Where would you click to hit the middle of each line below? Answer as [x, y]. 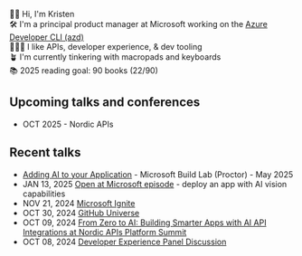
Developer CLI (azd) [47, 37]
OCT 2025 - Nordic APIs [68, 124]
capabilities [44, 194]
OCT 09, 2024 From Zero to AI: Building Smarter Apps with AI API [144, 223]
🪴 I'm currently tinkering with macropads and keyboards [115, 57]
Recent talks [45, 152]
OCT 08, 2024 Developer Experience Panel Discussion [124, 242]
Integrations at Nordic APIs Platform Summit [104, 232]
